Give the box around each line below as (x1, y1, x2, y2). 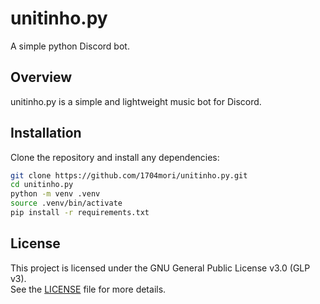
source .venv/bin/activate (10, 198, 123, 209)
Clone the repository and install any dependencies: (10, 151, 220, 163)
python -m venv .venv (10, 189, 101, 199)
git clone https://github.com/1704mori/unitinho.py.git (10, 170, 248, 181)
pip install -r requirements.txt (10, 208, 150, 218)
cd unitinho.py (10, 180, 74, 190)
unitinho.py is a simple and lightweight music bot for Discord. (10, 95, 262, 107)
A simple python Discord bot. (10, 40, 130, 52)
